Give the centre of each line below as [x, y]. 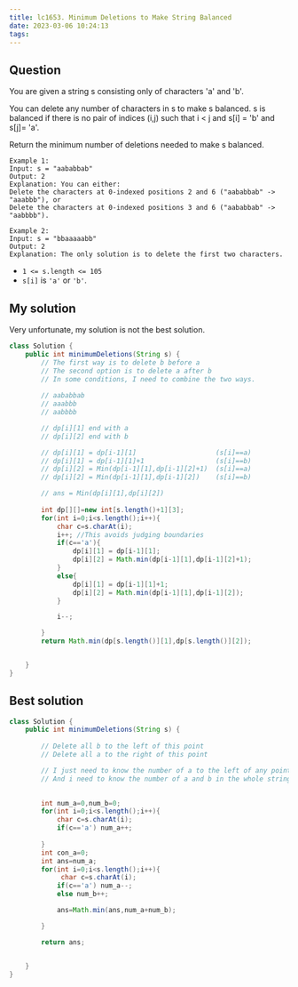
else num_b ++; [82, 895]
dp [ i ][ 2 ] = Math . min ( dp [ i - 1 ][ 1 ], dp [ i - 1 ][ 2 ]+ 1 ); [162, 560]
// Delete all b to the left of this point [122, 746]
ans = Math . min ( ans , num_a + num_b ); [116, 911]
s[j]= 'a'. [24, 128]
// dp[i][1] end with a [85, 428]
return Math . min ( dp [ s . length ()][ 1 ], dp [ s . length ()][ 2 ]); [146, 641]
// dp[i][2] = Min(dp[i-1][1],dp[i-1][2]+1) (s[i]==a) [146, 469]
